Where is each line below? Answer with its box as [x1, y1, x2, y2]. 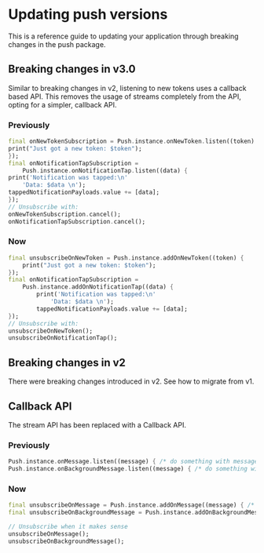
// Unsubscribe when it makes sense [8, 523, 128, 531]
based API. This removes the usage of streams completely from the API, [8, 92, 241, 101]
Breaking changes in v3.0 [8, 63, 136, 76]
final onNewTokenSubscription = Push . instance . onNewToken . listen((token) [8, 137, 255, 146]
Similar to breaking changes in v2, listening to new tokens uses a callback [8, 83, 247, 93]
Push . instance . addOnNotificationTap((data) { [22, 283, 174, 291]
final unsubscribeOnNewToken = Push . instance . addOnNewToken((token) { [8, 253, 244, 262]
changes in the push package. [8, 39, 106, 49]
